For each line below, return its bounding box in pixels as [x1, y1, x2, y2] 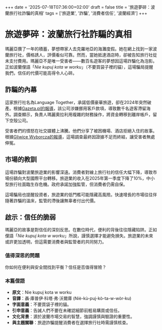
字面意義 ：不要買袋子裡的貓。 [12, 301, 71, 307]
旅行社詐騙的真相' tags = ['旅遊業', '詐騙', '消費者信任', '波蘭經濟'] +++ [9, 10, 148, 16]
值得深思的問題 [5, 252, 40, 259]
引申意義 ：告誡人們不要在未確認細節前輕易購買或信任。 [12, 307, 122, 313]
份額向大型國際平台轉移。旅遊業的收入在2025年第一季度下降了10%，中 [9, 175, 151, 181]
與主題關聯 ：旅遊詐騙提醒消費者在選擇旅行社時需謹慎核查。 [12, 319, 131, 325]
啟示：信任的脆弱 [5, 213, 56, 221]
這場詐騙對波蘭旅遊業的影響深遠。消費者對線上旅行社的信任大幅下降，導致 [5, 169, 153, 175]
